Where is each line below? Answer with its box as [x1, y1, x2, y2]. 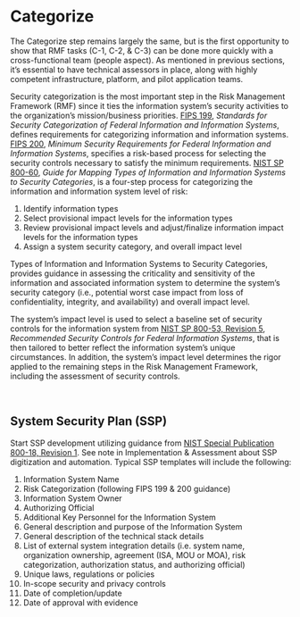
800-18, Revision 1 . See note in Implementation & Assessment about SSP [10, 446, 278, 457]
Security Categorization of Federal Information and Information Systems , [10, 119, 279, 130]
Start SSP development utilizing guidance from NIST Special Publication [10, 438, 275, 448]
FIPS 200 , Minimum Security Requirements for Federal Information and [10, 138, 271, 149]
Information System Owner [22, 493, 123, 504]
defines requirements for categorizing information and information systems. [10, 129, 289, 139]
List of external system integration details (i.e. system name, [22, 540, 245, 551]
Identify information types [22, 203, 119, 213]
